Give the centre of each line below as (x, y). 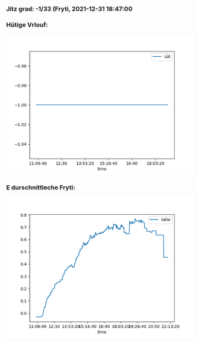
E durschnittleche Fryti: (41, 188)
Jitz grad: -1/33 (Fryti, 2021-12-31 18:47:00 (69, 9)
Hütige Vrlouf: (27, 24)
